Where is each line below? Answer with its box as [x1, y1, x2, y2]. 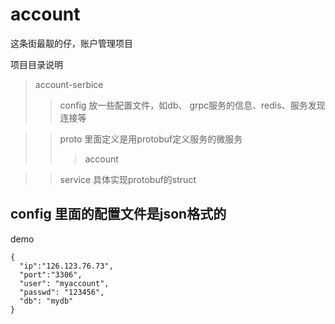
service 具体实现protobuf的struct [59, 173, 197, 185]
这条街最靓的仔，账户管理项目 [10, 37, 133, 49]
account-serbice [34, 78, 104, 90]
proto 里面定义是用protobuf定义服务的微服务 [59, 133, 243, 145]
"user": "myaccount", [19, 278, 110, 288]
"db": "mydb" [19, 296, 74, 306]
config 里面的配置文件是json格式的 [10, 206, 227, 223]
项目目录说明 [10, 58, 63, 70]
